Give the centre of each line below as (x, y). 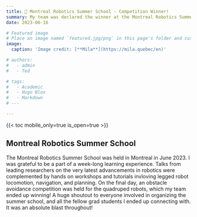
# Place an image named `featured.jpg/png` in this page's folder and (94, 39)
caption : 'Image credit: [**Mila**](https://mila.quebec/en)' (89, 50)
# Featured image (27, 33)
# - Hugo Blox (26, 92)
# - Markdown (25, 98)
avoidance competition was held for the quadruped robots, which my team (96, 189)
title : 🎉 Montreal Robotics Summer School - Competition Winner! (87, 11)
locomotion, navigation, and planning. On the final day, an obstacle (86, 182)
